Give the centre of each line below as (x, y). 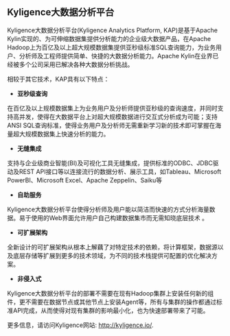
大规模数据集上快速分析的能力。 (64, 134)
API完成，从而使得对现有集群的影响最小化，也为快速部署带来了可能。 (111, 310)
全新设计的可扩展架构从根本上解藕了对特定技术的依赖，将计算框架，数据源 (112, 247)
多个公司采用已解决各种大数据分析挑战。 (76, 64)
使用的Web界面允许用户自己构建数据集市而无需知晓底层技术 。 (119, 217)
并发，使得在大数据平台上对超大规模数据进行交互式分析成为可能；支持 (118, 117)
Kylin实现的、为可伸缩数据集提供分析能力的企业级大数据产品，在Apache (109, 38)
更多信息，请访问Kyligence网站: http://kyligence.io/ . (80, 325)
